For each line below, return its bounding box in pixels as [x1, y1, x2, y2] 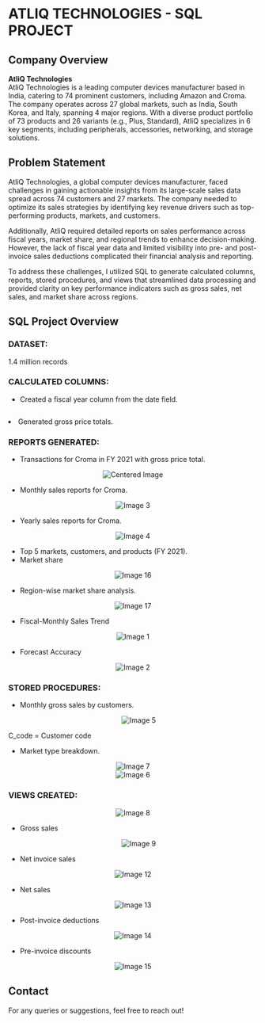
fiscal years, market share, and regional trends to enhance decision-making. [8, 235, 257, 244]
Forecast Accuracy [19, 647, 81, 657]
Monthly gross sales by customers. [19, 700, 134, 710]
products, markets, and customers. [46, 211, 161, 220]
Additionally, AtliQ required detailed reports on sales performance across [8, 226, 246, 235]
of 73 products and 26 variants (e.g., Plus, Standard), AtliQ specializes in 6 [8, 116, 252, 125]
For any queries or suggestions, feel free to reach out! [8, 1006, 184, 1015]
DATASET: [8, 338, 48, 349]
